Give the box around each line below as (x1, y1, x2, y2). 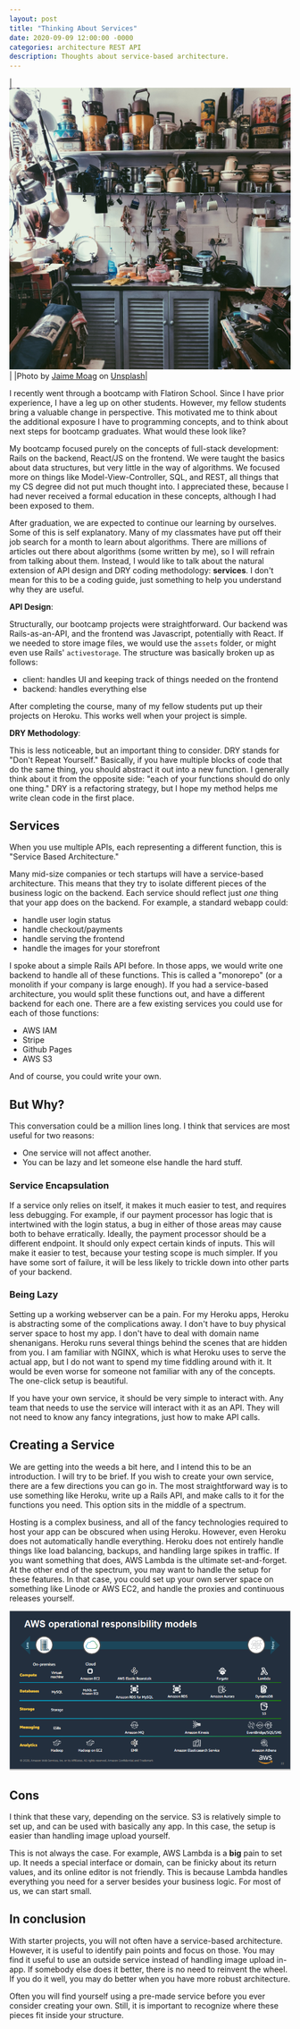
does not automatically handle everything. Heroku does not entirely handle (9, 1535, 284, 1546)
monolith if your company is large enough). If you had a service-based (9, 979, 269, 990)
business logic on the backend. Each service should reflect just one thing (9, 888, 279, 899)
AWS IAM (21, 1025, 58, 1036)
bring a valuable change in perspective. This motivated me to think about (9, 407, 279, 418)
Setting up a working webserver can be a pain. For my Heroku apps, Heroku (9, 1308, 289, 1319)
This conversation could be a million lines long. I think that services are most (9, 1120, 290, 1131)
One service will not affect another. (21, 1147, 152, 1158)
